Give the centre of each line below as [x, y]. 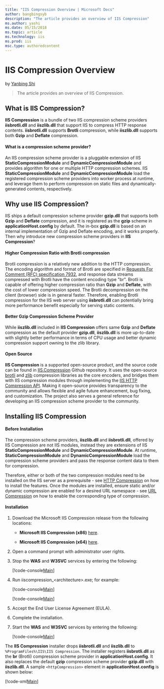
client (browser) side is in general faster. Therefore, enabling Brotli [72, 295]
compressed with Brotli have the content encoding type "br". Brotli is [74, 279]
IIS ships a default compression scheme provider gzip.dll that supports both [82, 216]
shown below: [19, 672]
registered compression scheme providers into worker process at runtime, [80, 178]
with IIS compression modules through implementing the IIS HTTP [71, 380]
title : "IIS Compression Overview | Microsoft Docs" [60, 10]
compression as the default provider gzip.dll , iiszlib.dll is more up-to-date [80, 332]
